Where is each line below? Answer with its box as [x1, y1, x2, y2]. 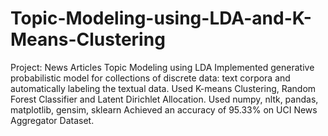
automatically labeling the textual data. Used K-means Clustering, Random [10, 82, 317, 94]
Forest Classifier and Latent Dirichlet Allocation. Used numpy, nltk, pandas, [10, 93, 319, 105]
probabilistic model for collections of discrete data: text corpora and [10, 72, 291, 84]
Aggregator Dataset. [10, 114, 95, 126]
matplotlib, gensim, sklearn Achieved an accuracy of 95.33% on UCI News [10, 103, 318, 116]
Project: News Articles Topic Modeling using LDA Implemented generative [10, 61, 315, 73]
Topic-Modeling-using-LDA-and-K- [10, 7, 312, 30]
